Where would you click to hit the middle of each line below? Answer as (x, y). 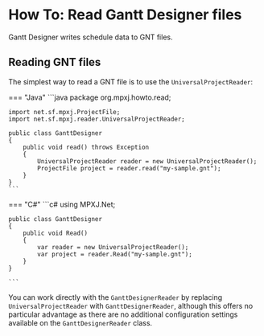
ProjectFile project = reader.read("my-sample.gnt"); (129, 168)
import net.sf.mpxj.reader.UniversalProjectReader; (97, 119)
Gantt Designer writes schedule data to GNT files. (91, 37)
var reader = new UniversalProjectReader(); (113, 247)
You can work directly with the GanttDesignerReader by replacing (115, 297)
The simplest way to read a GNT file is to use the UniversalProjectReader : (131, 81)
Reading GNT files (55, 62)
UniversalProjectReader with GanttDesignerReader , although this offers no (131, 305)
